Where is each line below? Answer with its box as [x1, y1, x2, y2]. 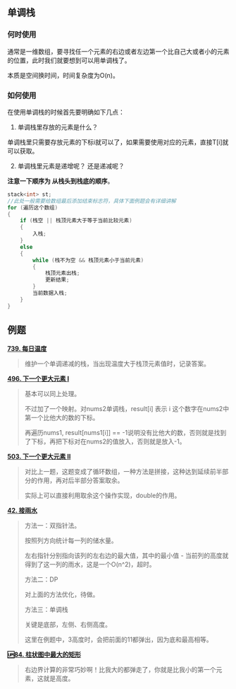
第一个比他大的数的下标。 [24, 413, 99, 422]
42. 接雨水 [7, 506, 37, 514]
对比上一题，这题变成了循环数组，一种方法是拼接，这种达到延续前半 [24, 467, 223, 475]
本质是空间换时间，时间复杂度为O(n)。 [7, 71, 120, 79]
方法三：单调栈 [24, 605, 68, 613]
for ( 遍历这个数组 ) [7, 204, 58, 211]
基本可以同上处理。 [24, 389, 81, 398]
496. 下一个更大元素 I [7, 374, 70, 383]
